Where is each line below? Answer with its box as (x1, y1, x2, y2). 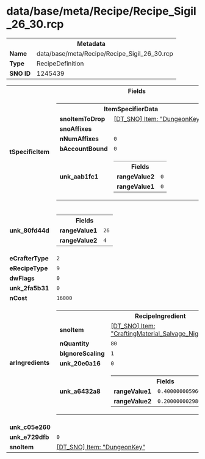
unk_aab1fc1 (59, 172, 99, 181)
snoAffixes (59, 124, 92, 133)
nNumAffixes (59, 134, 99, 143)
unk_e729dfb (9, 433, 49, 441)
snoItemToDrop (59, 114, 106, 123)
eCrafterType (9, 254, 49, 262)
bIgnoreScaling (59, 349, 105, 358)
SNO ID (9, 69, 31, 78)
